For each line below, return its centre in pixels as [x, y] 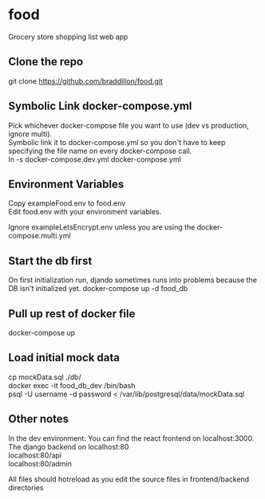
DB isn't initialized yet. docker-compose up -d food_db [98, 289]
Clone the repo [46, 62]
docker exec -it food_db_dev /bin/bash [72, 385]
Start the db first [50, 261]
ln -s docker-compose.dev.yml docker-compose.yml [95, 159]
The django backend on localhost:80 [69, 446]
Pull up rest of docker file [72, 314]
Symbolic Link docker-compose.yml [100, 106]
